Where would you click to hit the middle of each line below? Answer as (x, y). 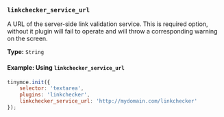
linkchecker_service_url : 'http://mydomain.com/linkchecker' (108, 101)
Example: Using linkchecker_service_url (66, 67)
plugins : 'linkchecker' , (55, 95)
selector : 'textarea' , (52, 88)
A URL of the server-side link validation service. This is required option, (108, 24)
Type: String (26, 52)
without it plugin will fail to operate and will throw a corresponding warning (112, 31)
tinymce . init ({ (29, 82)
